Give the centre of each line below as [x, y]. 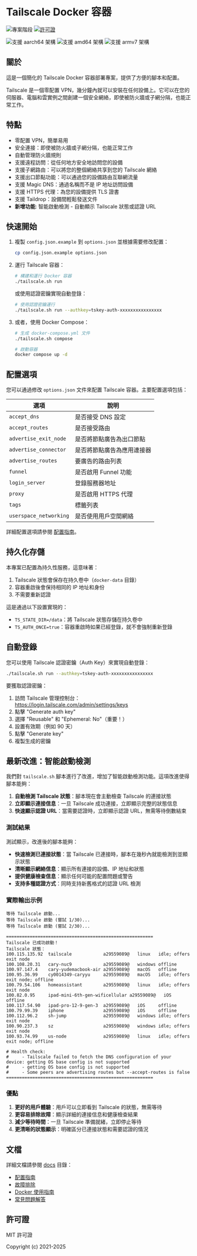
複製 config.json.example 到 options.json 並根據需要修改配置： [91, 242]
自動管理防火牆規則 [38, 155]
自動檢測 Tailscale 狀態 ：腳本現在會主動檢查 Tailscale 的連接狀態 [93, 796]
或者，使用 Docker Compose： [52, 322]
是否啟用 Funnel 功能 [103, 472]
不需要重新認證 [33, 595]
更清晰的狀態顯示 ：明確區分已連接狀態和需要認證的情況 [81, 1129]
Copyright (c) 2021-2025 [36, 1247]
